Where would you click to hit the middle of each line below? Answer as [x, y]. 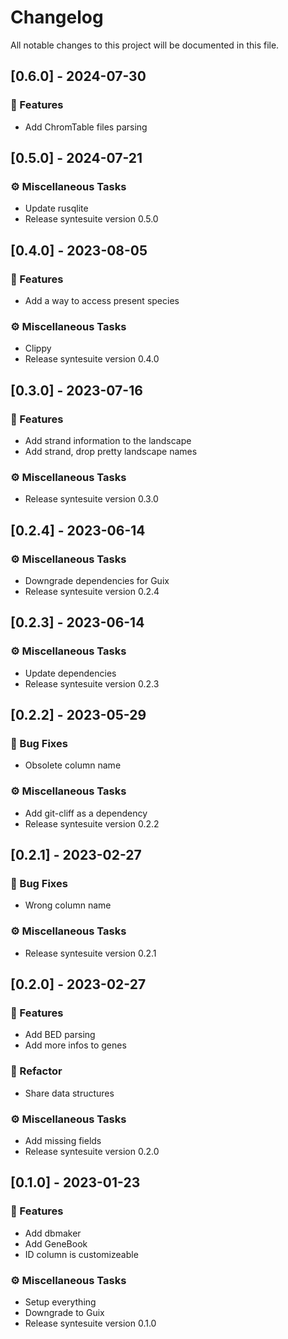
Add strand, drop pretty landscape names [111, 451]
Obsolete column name [73, 765]
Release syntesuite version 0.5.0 [91, 219]
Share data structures [69, 1093]
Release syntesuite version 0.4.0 [92, 359]
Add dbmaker [53, 1233]
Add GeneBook [56, 1243]
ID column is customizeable [81, 1254]
